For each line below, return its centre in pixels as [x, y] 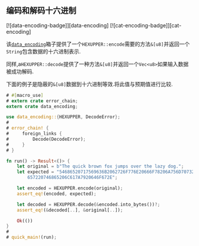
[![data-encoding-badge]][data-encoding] [57, 25]
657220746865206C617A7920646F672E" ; [73, 178]
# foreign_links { [34, 134]
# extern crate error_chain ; [42, 101]
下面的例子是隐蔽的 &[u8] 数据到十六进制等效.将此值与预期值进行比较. [89, 84]
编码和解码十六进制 [41, 11]
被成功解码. [20, 71]
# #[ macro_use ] [25, 95]
